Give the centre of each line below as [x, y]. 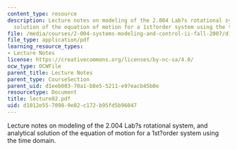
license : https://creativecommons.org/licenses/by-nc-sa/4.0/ [101, 60]
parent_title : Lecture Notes [50, 73]
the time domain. [32, 140]
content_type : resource [42, 14]
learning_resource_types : [45, 46]
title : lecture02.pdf [39, 99]
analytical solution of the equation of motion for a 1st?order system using [113, 133]
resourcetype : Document [42, 92]
